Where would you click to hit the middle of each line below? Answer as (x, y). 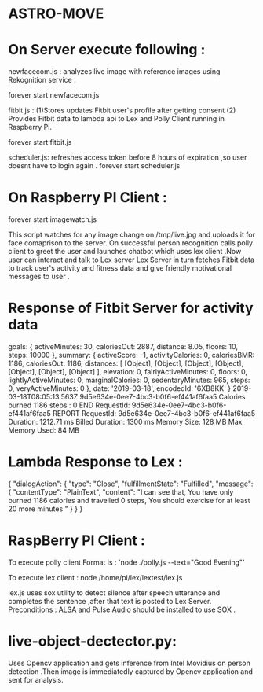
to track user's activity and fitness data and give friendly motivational (120, 268)
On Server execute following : (107, 50)
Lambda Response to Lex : (95, 462)
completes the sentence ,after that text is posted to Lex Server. (110, 601)
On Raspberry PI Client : (88, 198)
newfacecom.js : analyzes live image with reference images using (114, 72)
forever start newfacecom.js (54, 95)
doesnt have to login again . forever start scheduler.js (94, 166)
